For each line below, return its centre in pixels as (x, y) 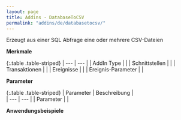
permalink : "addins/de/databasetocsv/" (56, 23)
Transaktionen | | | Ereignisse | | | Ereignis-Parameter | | (75, 70)
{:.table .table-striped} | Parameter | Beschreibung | (70, 93)
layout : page (22, 12)
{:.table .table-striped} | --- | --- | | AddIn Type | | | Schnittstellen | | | (91, 63)
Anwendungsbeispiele (35, 111)
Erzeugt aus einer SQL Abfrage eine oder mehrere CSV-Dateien (85, 40)
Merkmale (19, 52)
